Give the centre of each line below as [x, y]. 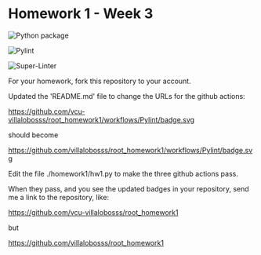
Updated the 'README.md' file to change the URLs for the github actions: [127, 96]
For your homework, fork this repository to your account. [100, 81]
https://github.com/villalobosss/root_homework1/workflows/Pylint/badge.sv [130, 150]
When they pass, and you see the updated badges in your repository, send [129, 188]
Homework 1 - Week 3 [81, 14]
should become [33, 135]
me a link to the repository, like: [59, 197]
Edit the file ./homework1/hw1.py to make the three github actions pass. [123, 173]
